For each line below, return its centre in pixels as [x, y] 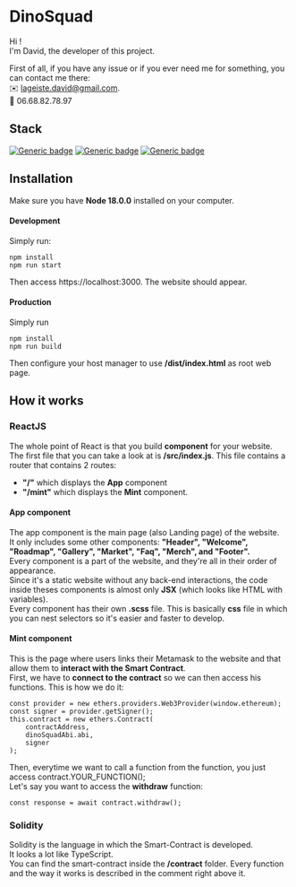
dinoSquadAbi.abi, [59, 735]
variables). [29, 599]
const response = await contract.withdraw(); [95, 803]
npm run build [36, 346]
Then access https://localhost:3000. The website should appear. [128, 282]
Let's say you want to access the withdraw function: [106, 787]
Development [35, 221]
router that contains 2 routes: [63, 465]
